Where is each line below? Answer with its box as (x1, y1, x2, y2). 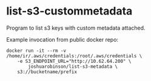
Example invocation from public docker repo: (6, 36, 119, 43)
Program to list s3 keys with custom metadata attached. (6, 24, 146, 31)
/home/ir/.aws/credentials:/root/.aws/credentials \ (6, 53, 143, 59)
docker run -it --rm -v (6, 47, 67, 54)
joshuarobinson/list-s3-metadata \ (28, 63, 118, 70)
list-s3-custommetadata (6, 4, 133, 18)
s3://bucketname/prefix (17, 68, 78, 75)
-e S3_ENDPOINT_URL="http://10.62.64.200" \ (17, 58, 132, 64)
